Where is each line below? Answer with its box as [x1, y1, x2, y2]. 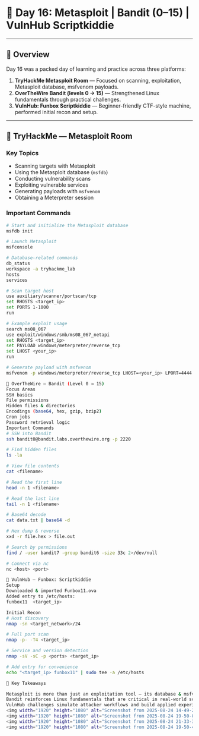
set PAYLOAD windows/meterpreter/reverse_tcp [6, 342, 120, 349]
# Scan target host [6, 288, 54, 294]
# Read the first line [6, 479, 62, 485]
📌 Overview [6, 49, 50, 59]
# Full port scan [6, 631, 49, 637]
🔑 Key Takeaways [6, 680, 46, 686]
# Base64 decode [6, 512, 46, 518]
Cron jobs [6, 414, 31, 420]
